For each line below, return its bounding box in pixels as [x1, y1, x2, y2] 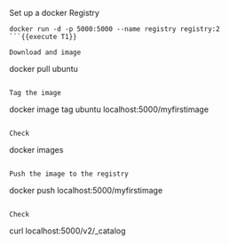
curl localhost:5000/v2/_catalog [9, 225, 126, 236]
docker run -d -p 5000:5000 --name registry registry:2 [9, 25, 220, 34]
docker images [9, 145, 64, 154]
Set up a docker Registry [9, 8, 100, 18]
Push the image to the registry [9, 170, 129, 178]
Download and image [9, 48, 82, 57]
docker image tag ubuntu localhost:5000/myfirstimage [9, 104, 209, 115]
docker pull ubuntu [9, 64, 78, 74]
